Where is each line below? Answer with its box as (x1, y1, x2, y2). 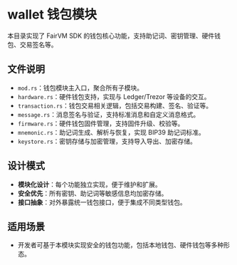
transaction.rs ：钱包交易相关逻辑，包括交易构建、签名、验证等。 (17, 101, 213, 110)
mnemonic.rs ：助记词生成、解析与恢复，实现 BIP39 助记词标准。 (17, 128, 205, 136)
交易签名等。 (19, 40, 58, 48)
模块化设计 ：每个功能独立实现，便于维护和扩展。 (17, 180, 162, 189)
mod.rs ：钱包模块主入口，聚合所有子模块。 (17, 83, 144, 92)
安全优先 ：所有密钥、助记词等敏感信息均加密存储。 (17, 189, 168, 197)
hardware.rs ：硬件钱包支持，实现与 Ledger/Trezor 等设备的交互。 (17, 92, 211, 100)
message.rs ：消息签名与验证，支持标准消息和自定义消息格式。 (17, 110, 200, 118)
